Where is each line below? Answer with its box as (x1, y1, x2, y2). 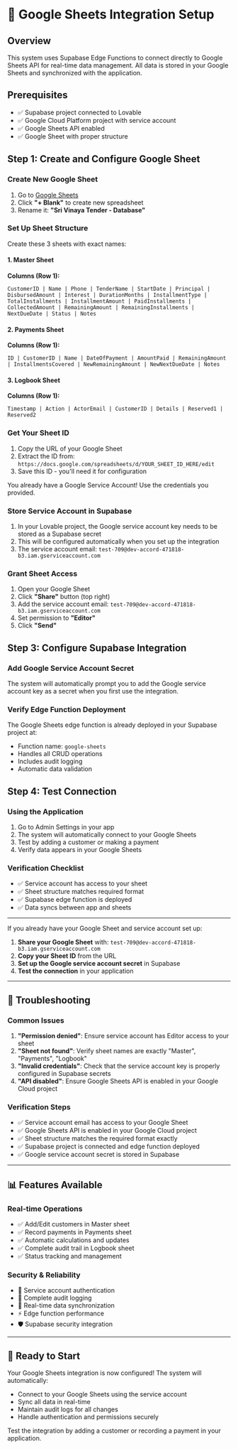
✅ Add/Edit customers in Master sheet (17, 1219, 130, 1228)
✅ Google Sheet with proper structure (17, 131, 129, 141)
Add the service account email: (17, 600, 109, 608)
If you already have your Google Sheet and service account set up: (7, 924, 203, 933)
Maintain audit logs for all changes (17, 1405, 118, 1413)
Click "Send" (17, 621, 57, 630)
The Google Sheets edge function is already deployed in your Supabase (7, 721, 217, 729)
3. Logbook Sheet (7, 376, 60, 384)
